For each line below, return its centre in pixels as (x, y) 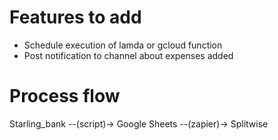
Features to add (75, 17)
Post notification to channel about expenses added (128, 55)
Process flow (65, 96)
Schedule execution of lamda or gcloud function (123, 45)
